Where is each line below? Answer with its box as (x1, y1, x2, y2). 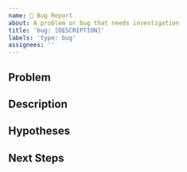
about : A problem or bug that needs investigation (8, 19, 180, 27)
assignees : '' (8, 41, 56, 49)
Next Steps (8, 151, 64, 165)
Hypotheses (8, 124, 71, 138)
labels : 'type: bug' (8, 33, 77, 42)
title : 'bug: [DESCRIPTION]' (8, 26, 105, 34)
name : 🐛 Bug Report (8, 11, 73, 20)
